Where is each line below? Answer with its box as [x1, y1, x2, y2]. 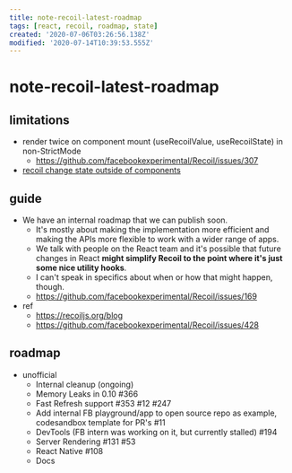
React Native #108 [35, 445, 104, 456]
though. [35, 282, 65, 293]
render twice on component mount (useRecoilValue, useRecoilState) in [21, 136, 284, 147]
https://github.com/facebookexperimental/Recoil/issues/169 [35, 291, 258, 302]
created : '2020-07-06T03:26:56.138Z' [9, 30, 150, 39]
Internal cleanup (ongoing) [35, 379, 134, 390]
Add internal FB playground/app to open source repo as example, [35, 407, 278, 418]
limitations [9, 112, 70, 127]
